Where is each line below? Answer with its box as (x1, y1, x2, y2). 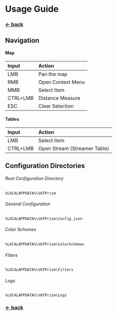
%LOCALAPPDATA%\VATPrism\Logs (5, 293, 67, 298)
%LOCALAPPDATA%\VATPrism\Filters (5, 267, 74, 272)
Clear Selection (38, 102, 74, 109)
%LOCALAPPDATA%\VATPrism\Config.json (5, 216, 83, 221)
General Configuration (5, 201, 51, 207)
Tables (5, 116, 20, 122)
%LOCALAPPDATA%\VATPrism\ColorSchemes (5, 242, 85, 247)
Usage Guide (5, 3, 59, 15)
